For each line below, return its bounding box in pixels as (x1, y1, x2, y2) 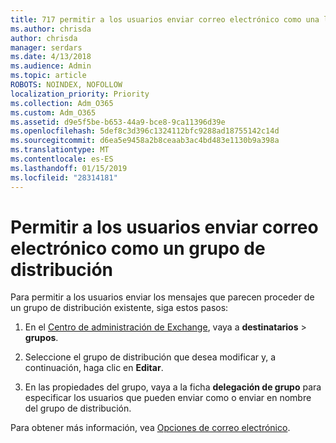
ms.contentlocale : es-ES (10, 154, 114, 164)
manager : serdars (10, 42, 83, 53)
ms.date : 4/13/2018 (10, 52, 92, 62)
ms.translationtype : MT (10, 145, 110, 155)
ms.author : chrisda (10, 24, 92, 34)
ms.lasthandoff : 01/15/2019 (10, 163, 128, 173)
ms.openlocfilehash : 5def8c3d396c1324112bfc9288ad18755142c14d (10, 126, 280, 136)
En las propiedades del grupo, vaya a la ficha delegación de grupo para (24, 381, 322, 393)
